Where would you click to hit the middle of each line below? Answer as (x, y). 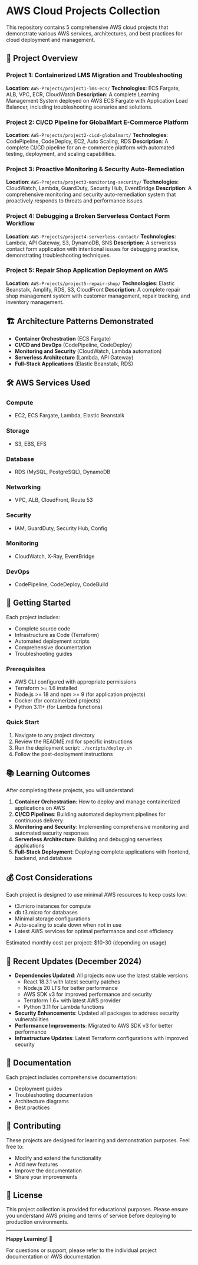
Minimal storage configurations (52, 918)
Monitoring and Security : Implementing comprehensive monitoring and (102, 827)
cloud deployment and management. (51, 40)
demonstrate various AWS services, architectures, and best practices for (94, 33)
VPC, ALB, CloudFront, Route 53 (54, 500)
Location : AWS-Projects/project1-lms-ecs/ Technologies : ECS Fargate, (93, 88)
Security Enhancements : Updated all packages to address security (97, 1013)
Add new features (36, 1164)
